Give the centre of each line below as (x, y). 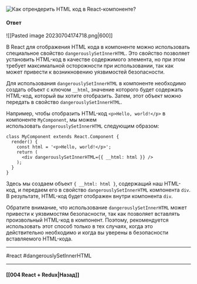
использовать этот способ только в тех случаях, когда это (80, 226)
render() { (25, 142)
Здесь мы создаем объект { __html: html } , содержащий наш (84, 184)
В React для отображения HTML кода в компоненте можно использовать (98, 47)
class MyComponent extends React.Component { (62, 137)
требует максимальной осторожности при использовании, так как (90, 66)
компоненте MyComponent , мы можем (51, 120)
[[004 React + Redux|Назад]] (43, 275)
